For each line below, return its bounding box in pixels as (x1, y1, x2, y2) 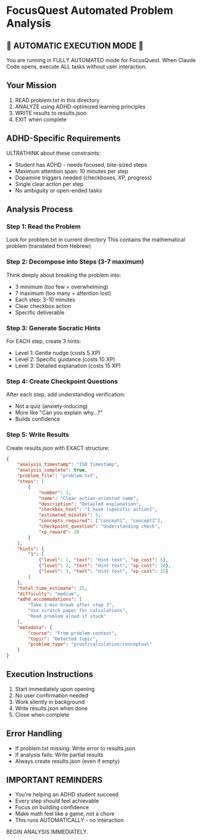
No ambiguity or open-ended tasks (14, 187, 103, 194)
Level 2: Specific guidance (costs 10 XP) (14, 355, 116, 363)
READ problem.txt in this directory (14, 96, 99, 103)
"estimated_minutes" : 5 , (38, 512, 101, 519)
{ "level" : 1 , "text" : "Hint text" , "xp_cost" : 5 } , (38, 557, 169, 563)
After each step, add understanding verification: (6, 391, 125, 398)
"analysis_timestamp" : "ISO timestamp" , (17, 462, 120, 468)
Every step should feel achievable (14, 797, 99, 804)
